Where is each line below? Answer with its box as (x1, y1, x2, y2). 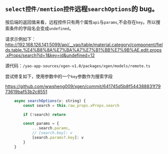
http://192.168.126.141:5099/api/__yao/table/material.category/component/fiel (5, 42, 163, 48)
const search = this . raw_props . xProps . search (23, 103, 120, 108)
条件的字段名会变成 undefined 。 (9, 25, 74, 31)
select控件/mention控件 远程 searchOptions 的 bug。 (5, 5, 159, 14)
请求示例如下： (5, 36, 36, 42)
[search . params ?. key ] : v (31, 135, 84, 140)
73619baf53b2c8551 (5, 88, 47, 94)
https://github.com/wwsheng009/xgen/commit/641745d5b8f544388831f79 (5, 83, 161, 89)
